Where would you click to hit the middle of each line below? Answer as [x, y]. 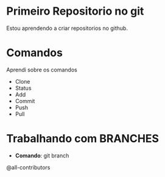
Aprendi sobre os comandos [42, 70]
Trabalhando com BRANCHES [83, 139]
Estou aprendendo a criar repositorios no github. [67, 28]
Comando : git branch [42, 155]
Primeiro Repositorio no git [75, 11]
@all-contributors [28, 167]
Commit [25, 101]
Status [23, 88]
